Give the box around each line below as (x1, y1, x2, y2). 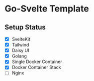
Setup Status (4, 23, 46, 31)
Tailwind (11, 42, 29, 48)
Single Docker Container (11, 58, 63, 65)
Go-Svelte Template (4, 3, 89, 14)
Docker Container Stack (11, 64, 61, 70)
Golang (11, 53, 27, 59)
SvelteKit (11, 36, 31, 42)
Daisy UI (11, 47, 29, 53)
